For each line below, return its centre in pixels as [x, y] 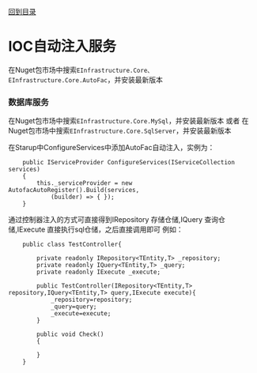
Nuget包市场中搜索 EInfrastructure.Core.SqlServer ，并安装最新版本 [120, 131]
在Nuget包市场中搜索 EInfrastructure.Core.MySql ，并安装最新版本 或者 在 [128, 121]
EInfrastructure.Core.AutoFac [58, 80]
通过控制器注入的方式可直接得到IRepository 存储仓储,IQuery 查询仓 [117, 220]
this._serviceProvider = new [85, 183]
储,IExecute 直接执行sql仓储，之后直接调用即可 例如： [96, 230]
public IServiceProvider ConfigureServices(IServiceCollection [129, 163]
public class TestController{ [72, 245]
